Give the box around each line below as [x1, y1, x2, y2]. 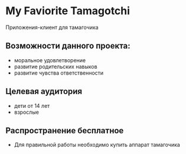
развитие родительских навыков [14, 63, 98, 70]
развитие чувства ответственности [14, 69, 104, 76]
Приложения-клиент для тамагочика [5, 24, 99, 31]
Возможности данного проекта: [5, 41, 130, 51]
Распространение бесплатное [5, 126, 124, 136]
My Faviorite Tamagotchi [5, 4, 130, 18]
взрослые [14, 108, 40, 115]
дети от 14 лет [14, 102, 50, 109]
